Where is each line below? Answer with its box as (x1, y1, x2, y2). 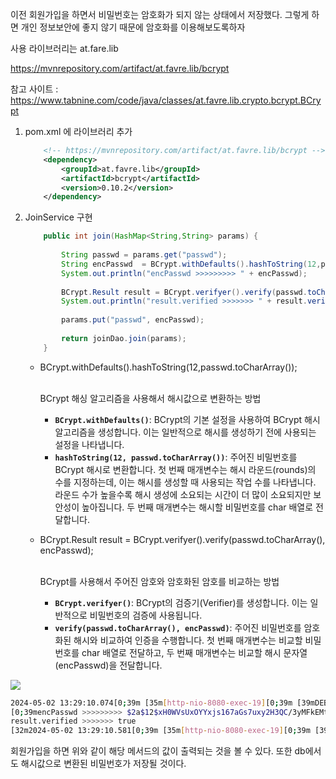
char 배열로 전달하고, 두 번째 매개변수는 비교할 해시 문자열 (81, 646, 308, 658)
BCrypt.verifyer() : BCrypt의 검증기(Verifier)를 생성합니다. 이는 (54, 596, 308, 608)
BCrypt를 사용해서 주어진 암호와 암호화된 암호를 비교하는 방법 (39, 575, 280, 587)
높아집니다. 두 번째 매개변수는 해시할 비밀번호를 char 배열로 (81, 501, 314, 513)
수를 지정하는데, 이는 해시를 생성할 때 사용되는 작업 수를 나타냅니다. (54, 476, 317, 488)
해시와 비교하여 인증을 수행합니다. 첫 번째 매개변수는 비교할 (73, 634, 303, 646)
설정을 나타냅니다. (54, 438, 125, 450)
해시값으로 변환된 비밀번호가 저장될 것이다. (20, 758, 187, 770)
